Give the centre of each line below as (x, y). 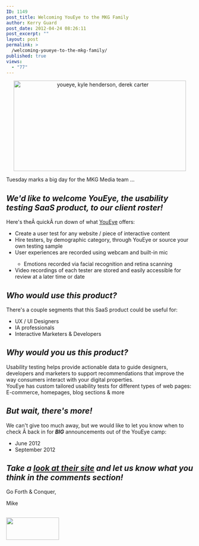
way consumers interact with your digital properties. (70, 379)
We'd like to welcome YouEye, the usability (87, 198)
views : (14, 61)
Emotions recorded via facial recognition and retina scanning (98, 264)
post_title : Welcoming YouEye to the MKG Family (67, 17)
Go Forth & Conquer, (31, 492)
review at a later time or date (50, 277)
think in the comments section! (65, 478)
